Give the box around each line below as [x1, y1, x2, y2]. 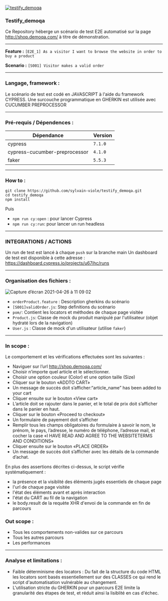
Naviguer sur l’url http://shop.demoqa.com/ [12, 363, 102, 369]
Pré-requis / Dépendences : [5, 119, 74, 126]
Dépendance [32, 132, 64, 139]
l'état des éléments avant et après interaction [12, 489, 106, 496]
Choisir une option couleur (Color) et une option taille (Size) [12, 374, 135, 380]
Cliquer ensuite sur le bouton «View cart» [12, 395, 98, 402]
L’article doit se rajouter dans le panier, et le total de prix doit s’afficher [12, 401, 157, 407]
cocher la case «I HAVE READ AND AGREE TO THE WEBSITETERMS [12, 433, 152, 439]
